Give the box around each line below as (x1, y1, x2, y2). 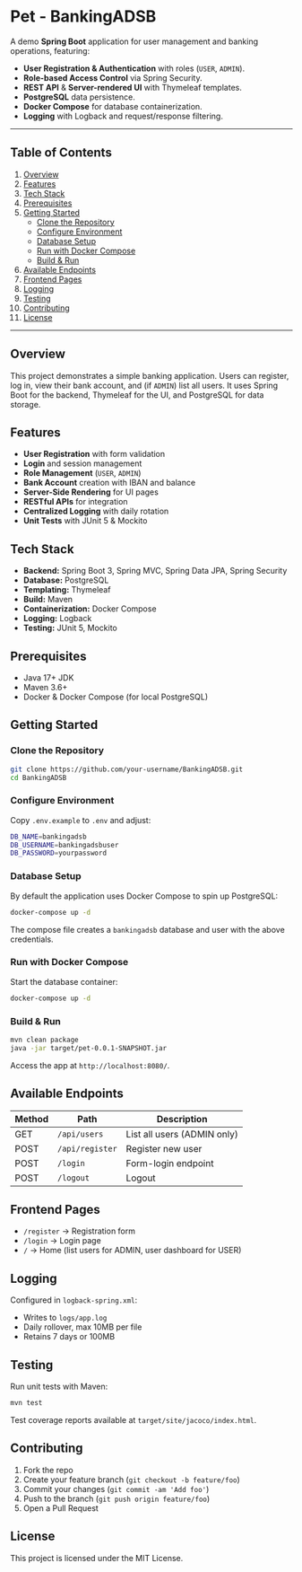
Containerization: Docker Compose (22, 603, 157, 614)
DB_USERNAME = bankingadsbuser (10, 840, 119, 849)
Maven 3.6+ (22, 682, 68, 692)
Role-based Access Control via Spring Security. (22, 72, 203, 83)
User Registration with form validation (22, 449, 166, 460)
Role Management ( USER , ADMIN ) (22, 468, 142, 479)
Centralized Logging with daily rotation (22, 505, 169, 517)
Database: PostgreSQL (22, 575, 109, 585)
